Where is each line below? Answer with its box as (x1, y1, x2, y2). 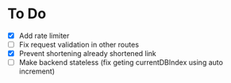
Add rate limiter (18, 31, 70, 40)
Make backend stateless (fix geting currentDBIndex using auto (18, 58, 224, 67)
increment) (18, 66, 56, 76)
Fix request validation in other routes (18, 40, 140, 49)
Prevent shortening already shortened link (18, 49, 156, 58)
